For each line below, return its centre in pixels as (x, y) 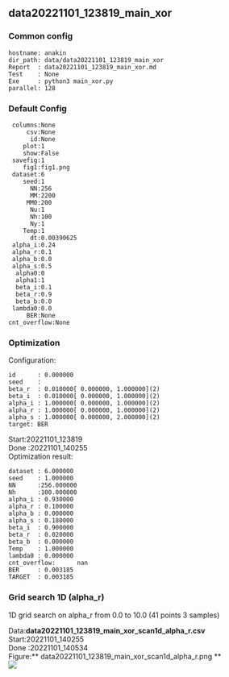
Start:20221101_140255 (46, 639)
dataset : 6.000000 (41, 471)
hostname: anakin (37, 53)
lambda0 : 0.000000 (41, 556)
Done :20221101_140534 (48, 647)
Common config (41, 36)
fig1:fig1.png (46, 167)
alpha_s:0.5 (32, 266)
